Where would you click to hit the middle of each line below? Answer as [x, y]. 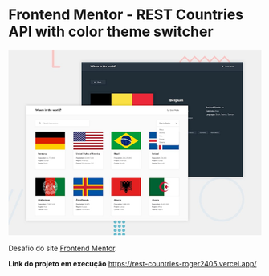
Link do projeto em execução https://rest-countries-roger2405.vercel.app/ [132, 263]
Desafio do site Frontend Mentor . [63, 248]
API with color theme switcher [111, 32]
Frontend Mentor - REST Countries [126, 15]
